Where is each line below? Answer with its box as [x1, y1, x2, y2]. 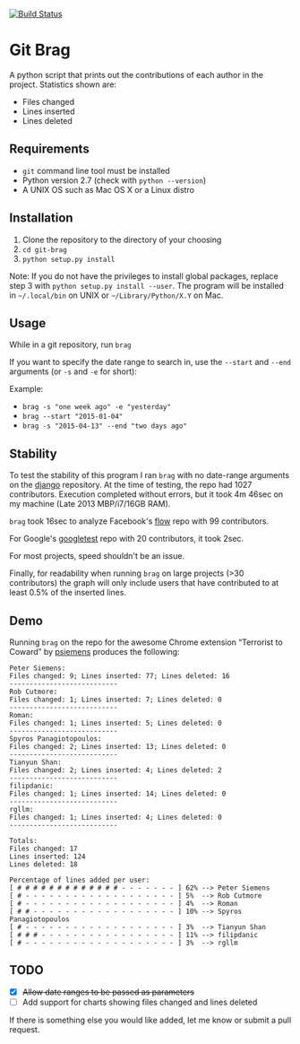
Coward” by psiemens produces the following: [9, 647, 181, 657]
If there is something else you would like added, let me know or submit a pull [9, 1014, 292, 1025]
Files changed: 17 [9, 844, 78, 853]
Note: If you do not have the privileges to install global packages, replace [9, 270, 279, 282]
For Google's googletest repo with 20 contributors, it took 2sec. [9, 534, 244, 544]
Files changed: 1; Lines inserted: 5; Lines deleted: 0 [9, 718, 222, 727]
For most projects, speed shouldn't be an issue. [9, 551, 185, 561]
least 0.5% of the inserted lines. [9, 587, 127, 598]
